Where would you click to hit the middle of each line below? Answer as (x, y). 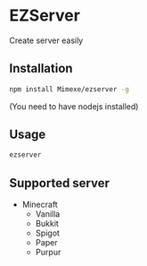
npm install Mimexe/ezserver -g (69, 89)
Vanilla (48, 214)
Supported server (59, 183)
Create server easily (46, 40)
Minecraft (40, 205)
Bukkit (47, 224)
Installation (41, 69)
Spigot (48, 233)
